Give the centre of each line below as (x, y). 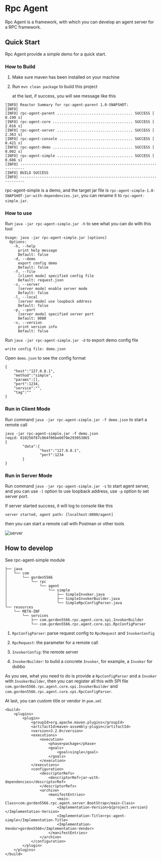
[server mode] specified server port (56, 314)
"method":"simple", (33, 376)
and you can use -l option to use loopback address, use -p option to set (77, 491)
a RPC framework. (23, 27)
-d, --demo (25, 259)
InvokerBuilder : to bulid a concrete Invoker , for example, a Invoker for (82, 661)
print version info (37, 327)
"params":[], (27, 380)
